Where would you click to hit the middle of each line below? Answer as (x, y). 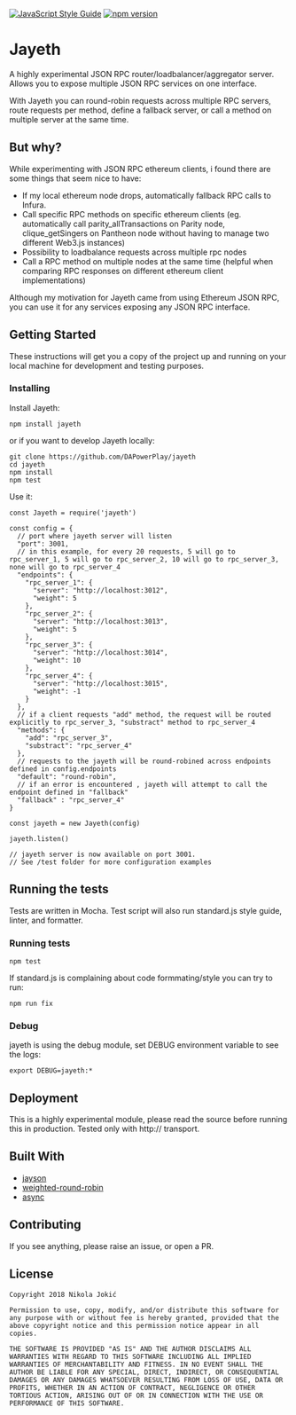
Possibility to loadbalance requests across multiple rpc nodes (134, 252)
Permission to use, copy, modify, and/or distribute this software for (144, 1310)
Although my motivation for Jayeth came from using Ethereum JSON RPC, (144, 297)
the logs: (25, 1055)
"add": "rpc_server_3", (69, 738)
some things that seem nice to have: (75, 178)
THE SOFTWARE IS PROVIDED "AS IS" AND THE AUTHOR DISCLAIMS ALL (130, 1348)
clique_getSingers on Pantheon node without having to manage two (145, 233)
